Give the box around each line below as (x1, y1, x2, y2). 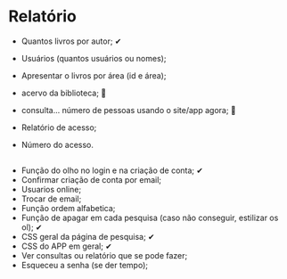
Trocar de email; (20, 193, 82, 204)
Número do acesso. (20, 139, 94, 150)
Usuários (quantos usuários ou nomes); (20, 53, 167, 63)
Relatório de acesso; (20, 122, 97, 133)
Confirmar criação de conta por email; (20, 175, 162, 185)
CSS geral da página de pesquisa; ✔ (20, 232, 155, 242)
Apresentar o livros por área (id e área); (20, 70, 167, 81)
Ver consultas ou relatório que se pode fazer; (20, 250, 188, 261)
